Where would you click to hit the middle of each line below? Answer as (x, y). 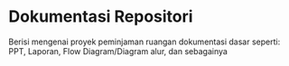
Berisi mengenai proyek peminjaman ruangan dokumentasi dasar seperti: (144, 42)
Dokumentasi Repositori (101, 17)
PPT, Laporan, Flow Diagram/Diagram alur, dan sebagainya (118, 51)
